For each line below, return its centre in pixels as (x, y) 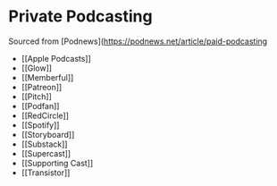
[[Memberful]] (47, 77)
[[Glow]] (37, 68)
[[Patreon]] (42, 87)
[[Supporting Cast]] (57, 163)
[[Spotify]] (40, 125)
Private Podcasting (80, 17)
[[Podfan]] (40, 106)
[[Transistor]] (46, 173)
